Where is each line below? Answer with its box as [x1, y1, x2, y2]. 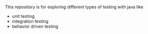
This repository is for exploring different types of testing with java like [5, 4, 144, 10]
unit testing [12, 13, 35, 19]
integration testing [12, 19, 49, 24]
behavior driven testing [12, 23, 59, 29]
